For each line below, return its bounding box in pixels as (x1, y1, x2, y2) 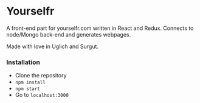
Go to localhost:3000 (15, 91, 69, 99)
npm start (15, 86, 41, 92)
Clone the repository (15, 72, 67, 79)
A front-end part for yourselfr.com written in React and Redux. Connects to (6, 24, 194, 32)
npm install (15, 79, 46, 86)
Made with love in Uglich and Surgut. (6, 43, 99, 50)
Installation (6, 58, 41, 66)
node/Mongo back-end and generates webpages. (6, 30, 131, 38)
